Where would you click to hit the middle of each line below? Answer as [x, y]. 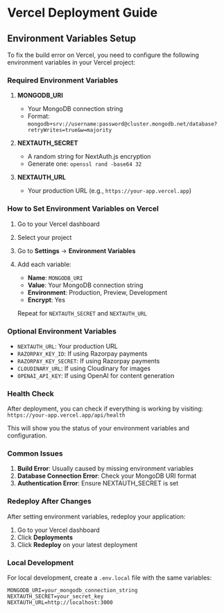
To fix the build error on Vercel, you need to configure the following [103, 55]
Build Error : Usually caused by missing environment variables [105, 469]
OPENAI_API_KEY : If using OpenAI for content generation [96, 375]
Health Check [31, 393]
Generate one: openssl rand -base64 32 [85, 164]
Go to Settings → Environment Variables [76, 250]
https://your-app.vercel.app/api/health [67, 415]
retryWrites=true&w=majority [70, 130]
